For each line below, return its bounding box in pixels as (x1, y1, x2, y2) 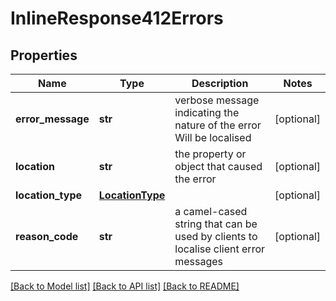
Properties (10, 47, 78, 64)
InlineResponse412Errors (10, 7, 224, 30)
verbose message (174, 93, 260, 107)
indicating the (174, 106, 240, 119)
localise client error (174, 242, 265, 256)
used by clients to (174, 230, 258, 243)
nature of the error (174, 118, 262, 132)
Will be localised (174, 131, 252, 144)
